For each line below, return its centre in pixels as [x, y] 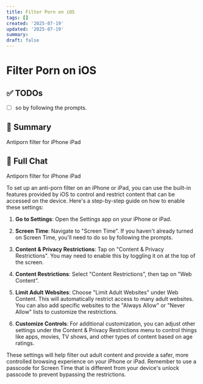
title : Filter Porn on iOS [41, 12]
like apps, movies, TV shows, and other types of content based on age [104, 336]
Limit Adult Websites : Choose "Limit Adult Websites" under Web [97, 292]
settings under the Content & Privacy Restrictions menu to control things [106, 330]
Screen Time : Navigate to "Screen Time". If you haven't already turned [104, 231]
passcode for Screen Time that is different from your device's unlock [93, 368]
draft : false [23, 40]
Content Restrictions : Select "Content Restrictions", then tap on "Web [103, 274]
